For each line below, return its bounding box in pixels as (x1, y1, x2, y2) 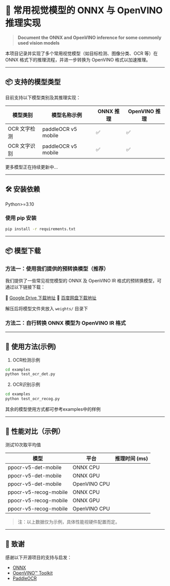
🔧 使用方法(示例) (5, 342, 57, 351)
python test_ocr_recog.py (5, 397, 60, 402)
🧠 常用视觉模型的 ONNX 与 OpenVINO (5, 5, 163, 16)
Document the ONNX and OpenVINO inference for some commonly (17, 34, 162, 41)
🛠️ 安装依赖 (5, 185, 40, 193)
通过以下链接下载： (5, 284, 46, 290)
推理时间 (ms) (114, 455, 148, 462)
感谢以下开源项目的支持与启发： (5, 554, 72, 560)
